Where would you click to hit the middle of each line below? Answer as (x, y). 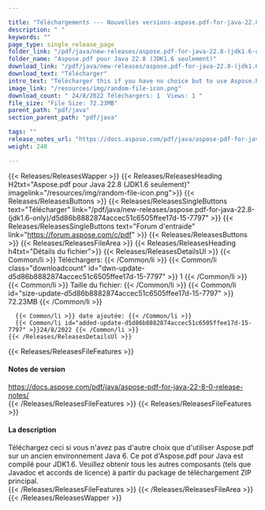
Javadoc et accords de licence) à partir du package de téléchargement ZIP (130, 473)
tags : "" (22, 132)
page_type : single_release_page (61, 44)
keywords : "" (30, 37)
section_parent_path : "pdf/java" (63, 118)
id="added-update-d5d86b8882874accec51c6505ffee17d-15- (158, 323)
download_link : (33, 67)
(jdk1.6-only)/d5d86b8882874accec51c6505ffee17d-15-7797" (108, 218)
